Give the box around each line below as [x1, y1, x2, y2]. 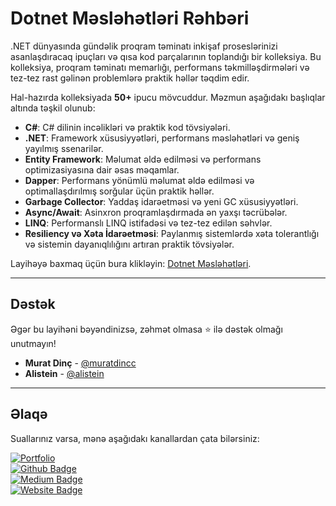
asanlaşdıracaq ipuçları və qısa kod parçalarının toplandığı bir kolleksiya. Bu [10, 50, 322, 62]
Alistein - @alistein [24, 367, 105, 379]
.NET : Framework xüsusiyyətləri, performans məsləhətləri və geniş [24, 132, 300, 144]
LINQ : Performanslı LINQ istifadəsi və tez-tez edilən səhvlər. [24, 217, 273, 229]
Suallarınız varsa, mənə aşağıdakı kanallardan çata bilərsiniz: [10, 432, 260, 444]
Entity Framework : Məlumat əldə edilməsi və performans [24, 153, 262, 165]
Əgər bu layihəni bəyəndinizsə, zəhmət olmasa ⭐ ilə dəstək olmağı [10, 323, 283, 335]
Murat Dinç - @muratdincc [24, 357, 137, 369]
